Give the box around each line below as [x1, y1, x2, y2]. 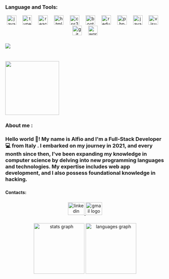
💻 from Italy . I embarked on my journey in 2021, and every [5, 142, 153, 149]
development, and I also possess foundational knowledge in [5, 169, 156, 176]
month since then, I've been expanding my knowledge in [5, 150, 147, 157]
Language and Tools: [5, 4, 58, 11]
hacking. [5, 176, 28, 183]
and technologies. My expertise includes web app [5, 163, 131, 170]
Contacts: [5, 189, 27, 195]
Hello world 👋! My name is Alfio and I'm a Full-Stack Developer [5, 135, 162, 142]
